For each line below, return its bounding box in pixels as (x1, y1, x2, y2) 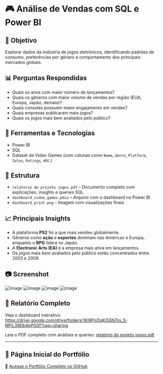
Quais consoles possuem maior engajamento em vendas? (12, 105, 128, 110)
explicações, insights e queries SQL (12, 189, 84, 195)
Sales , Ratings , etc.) (12, 157, 52, 163)
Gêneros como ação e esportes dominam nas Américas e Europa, (12, 235, 145, 241)
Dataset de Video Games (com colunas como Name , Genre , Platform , (12, 152, 147, 158)
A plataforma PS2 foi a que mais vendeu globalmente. (12, 230, 120, 235)
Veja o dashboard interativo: (5, 312, 62, 318)
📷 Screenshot (5, 270, 49, 278)
